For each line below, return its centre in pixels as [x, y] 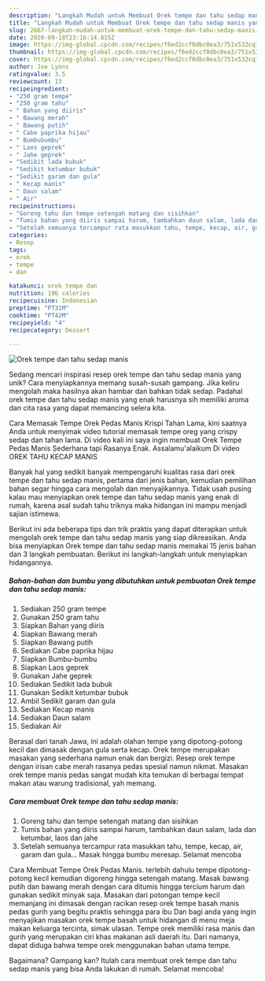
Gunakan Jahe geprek [56, 676]
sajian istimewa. [35, 514]
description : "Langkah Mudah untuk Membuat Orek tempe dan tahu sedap [127, 15]
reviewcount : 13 [35, 81]
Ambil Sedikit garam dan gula [68, 701]
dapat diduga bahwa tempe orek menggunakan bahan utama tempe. [120, 946]
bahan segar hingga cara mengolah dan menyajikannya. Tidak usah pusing [131, 489]
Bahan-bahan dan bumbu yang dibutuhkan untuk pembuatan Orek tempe [132, 581]
